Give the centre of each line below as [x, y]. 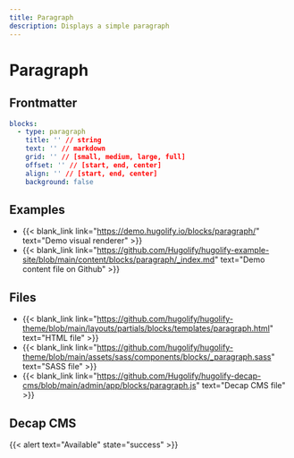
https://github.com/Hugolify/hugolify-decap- [179, 376]
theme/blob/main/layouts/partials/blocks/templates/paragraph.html [146, 328]
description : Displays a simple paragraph [89, 26]
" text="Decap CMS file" [241, 386]
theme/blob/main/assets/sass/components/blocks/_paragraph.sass [147, 357]
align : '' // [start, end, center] [92, 174]
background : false [59, 182]
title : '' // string [63, 140]
